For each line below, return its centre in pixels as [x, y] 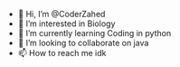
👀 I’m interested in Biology [66, 24]
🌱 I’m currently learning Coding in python [95, 33]
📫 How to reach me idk [62, 53]
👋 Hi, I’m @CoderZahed [62, 14]
